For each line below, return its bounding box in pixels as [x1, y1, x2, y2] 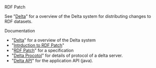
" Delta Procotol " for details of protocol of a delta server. [11, 53, 123, 58]
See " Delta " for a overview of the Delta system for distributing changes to [4, 14, 151, 19]
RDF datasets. [4, 19, 32, 24]
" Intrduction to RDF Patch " [11, 42, 65, 48]
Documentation [4, 28, 35, 33]
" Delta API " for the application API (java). [11, 58, 93, 63]
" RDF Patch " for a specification [11, 48, 74, 53]
